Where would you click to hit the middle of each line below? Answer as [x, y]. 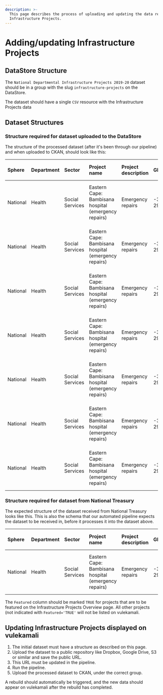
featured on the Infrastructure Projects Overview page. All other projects [77, 607]
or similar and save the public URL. [47, 657]
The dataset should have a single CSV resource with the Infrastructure [74, 102]
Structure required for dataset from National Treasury [70, 501]
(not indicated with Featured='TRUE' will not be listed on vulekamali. [72, 613]
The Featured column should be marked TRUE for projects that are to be [76, 602]
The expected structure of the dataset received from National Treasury [76, 511]
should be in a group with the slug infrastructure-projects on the [72, 87]
